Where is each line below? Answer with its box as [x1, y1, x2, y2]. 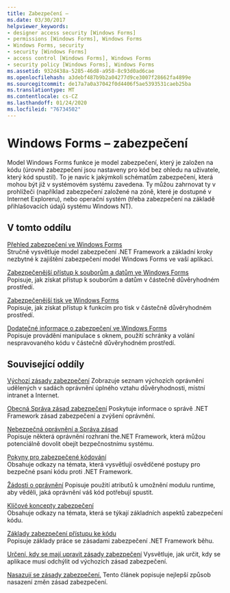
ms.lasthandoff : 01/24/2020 [7, 100, 88, 107]
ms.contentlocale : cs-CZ [7, 93, 78, 100]
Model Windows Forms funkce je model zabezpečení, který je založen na [7, 158, 214, 166]
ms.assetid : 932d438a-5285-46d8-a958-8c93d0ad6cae [7, 67, 155, 74]
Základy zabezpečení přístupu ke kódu [7, 530, 116, 538]
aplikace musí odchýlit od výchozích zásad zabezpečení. [7, 557, 168, 566]
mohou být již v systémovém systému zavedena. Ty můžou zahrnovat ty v [7, 180, 216, 188]
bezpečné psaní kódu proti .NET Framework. [7, 468, 133, 476]
